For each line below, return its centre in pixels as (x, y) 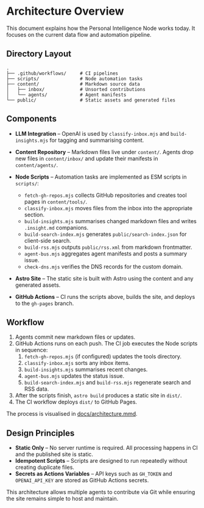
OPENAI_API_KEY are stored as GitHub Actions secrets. (82, 480)
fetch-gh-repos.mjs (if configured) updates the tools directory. (103, 356)
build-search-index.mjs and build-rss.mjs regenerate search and (107, 383)
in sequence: (31, 350)
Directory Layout (39, 54)
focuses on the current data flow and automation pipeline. (79, 34)
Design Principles (40, 433)
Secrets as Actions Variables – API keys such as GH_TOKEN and (93, 474)
